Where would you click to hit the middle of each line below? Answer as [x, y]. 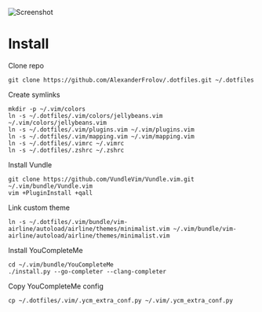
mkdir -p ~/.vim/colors [47, 109]
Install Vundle [30, 164]
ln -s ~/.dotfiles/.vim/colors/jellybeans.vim [86, 116]
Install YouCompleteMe [46, 250]
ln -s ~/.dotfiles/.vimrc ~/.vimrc [66, 143]
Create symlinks [34, 94]
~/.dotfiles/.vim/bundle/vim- [78, 222]
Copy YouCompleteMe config [56, 286]
